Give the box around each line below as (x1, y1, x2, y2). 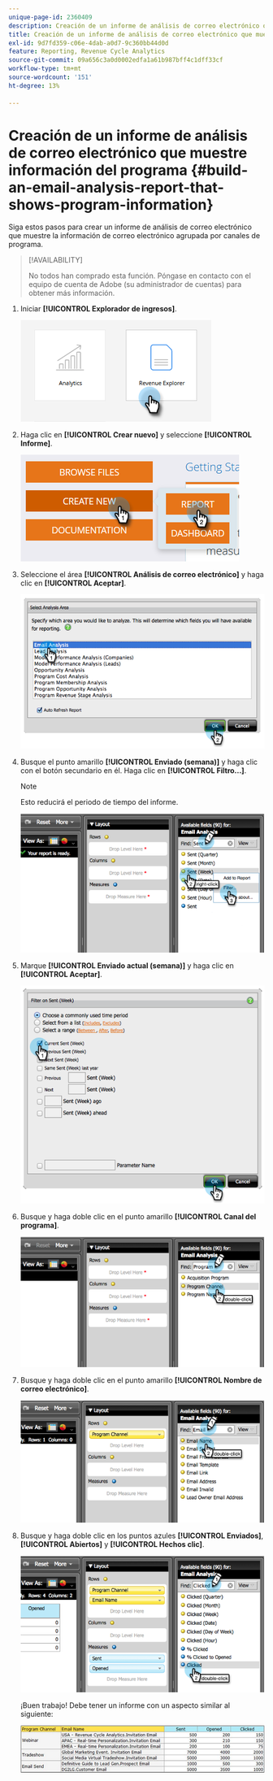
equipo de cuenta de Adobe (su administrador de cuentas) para (28, 280, 242, 289)
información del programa (8, 161, 188, 179)
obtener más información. (28, 289, 115, 298)
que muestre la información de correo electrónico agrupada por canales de (8, 231, 261, 241)
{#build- (190, 161, 249, 179)
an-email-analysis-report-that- (8, 178, 225, 197)
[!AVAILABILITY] (28, 255, 83, 265)
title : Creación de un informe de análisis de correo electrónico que (8, 30, 253, 38)
